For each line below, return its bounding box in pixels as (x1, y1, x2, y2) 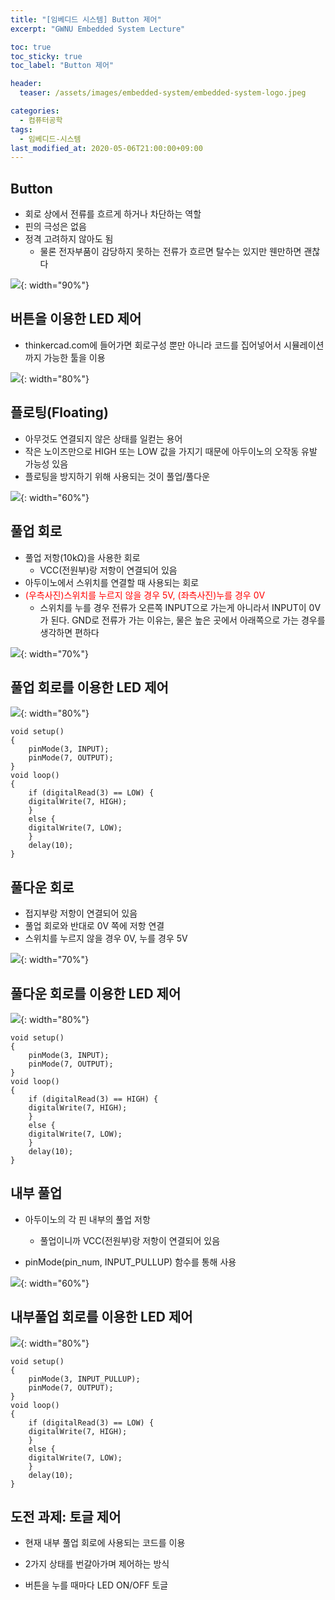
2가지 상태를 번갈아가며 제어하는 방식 (24, 1558, 170, 1570)
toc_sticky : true (10, 51, 83, 61)
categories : (10, 106, 60, 116)
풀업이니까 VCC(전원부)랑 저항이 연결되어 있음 (39, 1234, 221, 1246)
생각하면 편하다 (39, 626, 100, 638)
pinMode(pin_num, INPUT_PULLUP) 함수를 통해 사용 (24, 1256, 237, 1268)
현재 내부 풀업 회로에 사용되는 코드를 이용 (24, 1537, 186, 1549)
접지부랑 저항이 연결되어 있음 (24, 907, 138, 920)
